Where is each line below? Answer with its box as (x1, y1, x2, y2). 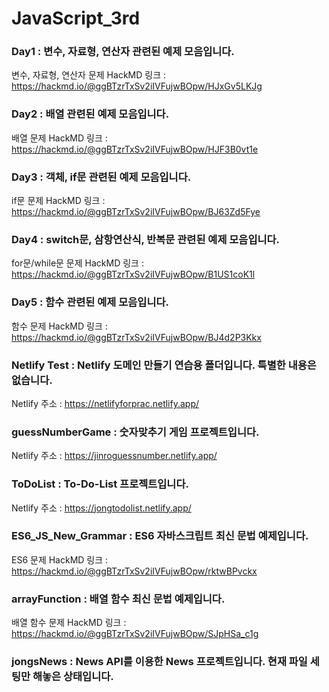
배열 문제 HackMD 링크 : (11, 132, 108, 144)
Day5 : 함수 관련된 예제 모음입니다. (11, 295, 169, 309)
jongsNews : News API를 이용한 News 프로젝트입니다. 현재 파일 (11, 655, 308, 669)
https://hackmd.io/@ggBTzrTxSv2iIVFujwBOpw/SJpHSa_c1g (11, 628, 259, 640)
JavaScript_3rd (11, 7, 141, 30)
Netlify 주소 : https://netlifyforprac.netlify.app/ (11, 397, 200, 409)
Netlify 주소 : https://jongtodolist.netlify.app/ (11, 502, 192, 514)
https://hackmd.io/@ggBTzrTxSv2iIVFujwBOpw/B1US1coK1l (11, 268, 256, 281)
